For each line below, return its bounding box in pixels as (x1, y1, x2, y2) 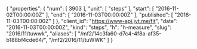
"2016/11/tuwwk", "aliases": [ (6, 30, 77, 37)
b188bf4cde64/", (6, 37, 48, 43)
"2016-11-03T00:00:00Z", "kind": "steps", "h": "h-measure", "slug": (6, 24, 172, 31)
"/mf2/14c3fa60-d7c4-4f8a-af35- (78, 30, 162, 37)
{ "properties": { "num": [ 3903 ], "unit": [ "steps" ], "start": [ (6, 5, 154, 12)
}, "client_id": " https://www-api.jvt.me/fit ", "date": (56, 18, 178, 24)
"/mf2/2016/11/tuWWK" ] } (48, 37, 113, 43)
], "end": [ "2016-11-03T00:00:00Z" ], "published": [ (45, 11, 173, 18)
